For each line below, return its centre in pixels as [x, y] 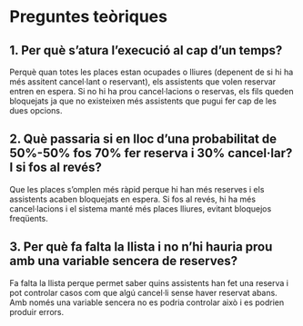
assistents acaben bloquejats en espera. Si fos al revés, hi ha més [133, 199]
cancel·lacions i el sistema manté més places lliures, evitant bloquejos [141, 208]
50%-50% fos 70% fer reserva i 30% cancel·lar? [151, 153]
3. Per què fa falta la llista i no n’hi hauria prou [141, 247]
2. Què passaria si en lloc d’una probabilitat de [143, 139]
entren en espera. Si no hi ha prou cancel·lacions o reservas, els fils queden [151, 91]
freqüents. [29, 218]
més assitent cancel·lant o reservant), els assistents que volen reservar [143, 82]
